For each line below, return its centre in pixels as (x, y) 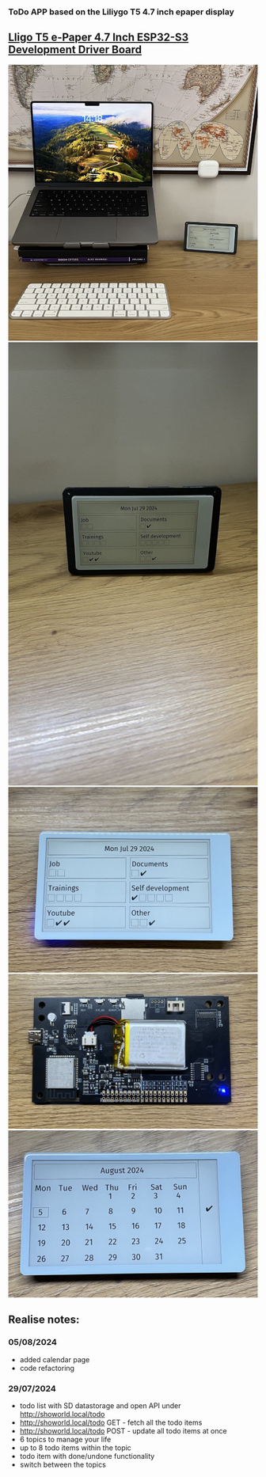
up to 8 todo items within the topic (76, 1448)
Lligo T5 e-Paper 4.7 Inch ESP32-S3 (99, 38)
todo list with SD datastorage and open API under (100, 1405)
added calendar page (55, 1359)
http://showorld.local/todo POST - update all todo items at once (123, 1430)
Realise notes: (44, 1320)
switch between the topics (63, 1464)
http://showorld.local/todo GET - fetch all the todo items (111, 1422)
